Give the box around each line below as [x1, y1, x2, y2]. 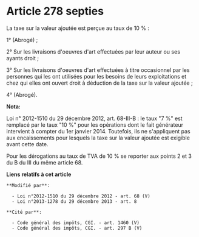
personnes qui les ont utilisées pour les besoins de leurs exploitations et [6, 73, 187, 80]
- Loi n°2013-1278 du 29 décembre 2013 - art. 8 [12, 198, 137, 205]
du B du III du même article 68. [6, 158, 83, 166]
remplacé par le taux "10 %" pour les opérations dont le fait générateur [6, 121, 184, 129]
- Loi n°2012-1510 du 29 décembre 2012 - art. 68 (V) [12, 193, 150, 199]
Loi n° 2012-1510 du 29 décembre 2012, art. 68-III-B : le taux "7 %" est [6, 115, 183, 122]
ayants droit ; [6, 54, 39, 62]
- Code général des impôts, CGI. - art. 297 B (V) [12, 225, 143, 231]
